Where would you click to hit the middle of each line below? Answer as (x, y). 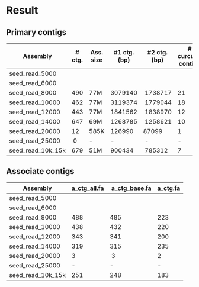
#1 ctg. (124, 52)
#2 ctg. (157, 52)
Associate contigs (40, 171)
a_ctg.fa (169, 188)
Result (22, 10)
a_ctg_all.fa (88, 188)
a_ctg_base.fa (132, 188)
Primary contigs (36, 32)
